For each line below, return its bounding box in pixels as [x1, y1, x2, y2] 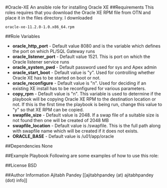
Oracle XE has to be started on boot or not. [12, 75, 101, 80]
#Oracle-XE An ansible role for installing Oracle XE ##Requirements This [5, 4, 154, 10]
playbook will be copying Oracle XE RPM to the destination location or [12, 96, 156, 102]
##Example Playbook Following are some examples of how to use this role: [5, 152, 159, 158]
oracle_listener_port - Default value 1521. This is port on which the [12, 53, 151, 59]
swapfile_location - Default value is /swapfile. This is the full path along [12, 122, 161, 128]
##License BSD [5, 162, 37, 168]
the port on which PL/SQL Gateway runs [12, 48, 95, 54]
